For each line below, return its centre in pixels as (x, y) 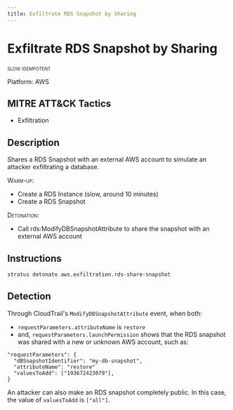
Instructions (34, 258)
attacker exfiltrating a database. (53, 167)
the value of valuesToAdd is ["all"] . (59, 399)
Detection (29, 297)
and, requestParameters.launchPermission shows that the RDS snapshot (121, 334)
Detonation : (23, 216)
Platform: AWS (28, 81)
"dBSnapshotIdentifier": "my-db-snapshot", (78, 361)
